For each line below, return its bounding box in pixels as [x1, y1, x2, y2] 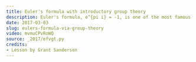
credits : [6, 42, 28, 48]
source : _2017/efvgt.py [6, 36, 65, 42]
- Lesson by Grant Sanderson [6, 47, 78, 53]
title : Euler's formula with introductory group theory [6, 8, 146, 15]
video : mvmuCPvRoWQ [6, 31, 54, 37]
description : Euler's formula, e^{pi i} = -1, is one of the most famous [6, 14, 191, 20]
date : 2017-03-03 [6, 19, 49, 25]
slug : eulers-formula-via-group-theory [6, 25, 104, 31]
